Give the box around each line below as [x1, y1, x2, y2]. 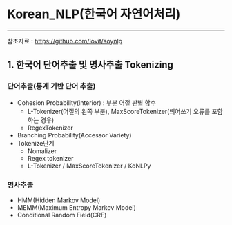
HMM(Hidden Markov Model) [17, 196, 101, 204]
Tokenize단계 [17, 139, 55, 147]
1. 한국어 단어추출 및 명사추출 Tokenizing [7, 59, 174, 71]
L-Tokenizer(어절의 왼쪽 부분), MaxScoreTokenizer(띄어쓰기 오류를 [27, 107, 211, 115]
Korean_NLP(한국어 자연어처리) [7, 6, 181, 22]
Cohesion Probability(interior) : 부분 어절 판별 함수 [17, 98, 157, 107]
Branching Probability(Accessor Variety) [17, 130, 133, 139]
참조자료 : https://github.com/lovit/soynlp [7, 37, 123, 45]
